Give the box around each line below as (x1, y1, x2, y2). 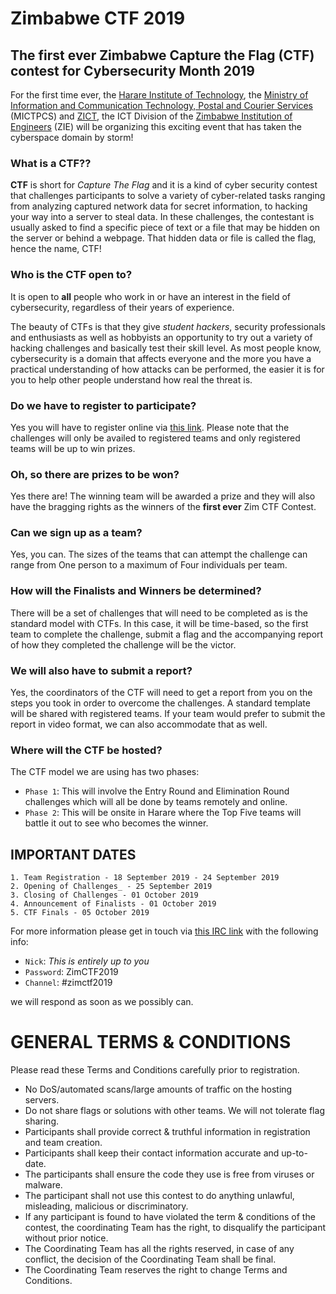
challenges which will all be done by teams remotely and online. (24, 796, 288, 808)
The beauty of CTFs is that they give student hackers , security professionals (10, 320, 326, 332)
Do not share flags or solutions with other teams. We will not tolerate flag (24, 1105, 325, 1117)
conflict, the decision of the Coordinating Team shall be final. (24, 1253, 277, 1266)
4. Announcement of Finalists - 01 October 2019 (10, 899, 217, 909)
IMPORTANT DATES (10, 846, 137, 863)
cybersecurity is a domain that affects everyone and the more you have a (10, 352, 312, 364)
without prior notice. (24, 1232, 109, 1244)
